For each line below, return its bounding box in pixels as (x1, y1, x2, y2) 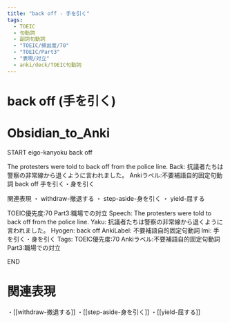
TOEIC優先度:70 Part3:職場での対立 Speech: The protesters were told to (7, 208, 212, 217)
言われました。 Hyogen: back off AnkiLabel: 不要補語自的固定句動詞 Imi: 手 (7, 226, 220, 235)
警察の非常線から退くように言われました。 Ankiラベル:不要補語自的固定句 (7, 170, 217, 179)
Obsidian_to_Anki (7, 126, 111, 141)
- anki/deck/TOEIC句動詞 (13, 61, 82, 68)
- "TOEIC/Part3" (13, 49, 60, 56)
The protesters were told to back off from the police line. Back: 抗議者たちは (7, 162, 224, 170)
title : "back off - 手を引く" (7, 10, 90, 17)
